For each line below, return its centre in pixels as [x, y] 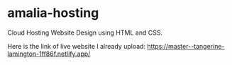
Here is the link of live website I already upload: [77, 46]
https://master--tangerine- [186, 46]
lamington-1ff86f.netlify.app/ [49, 54]
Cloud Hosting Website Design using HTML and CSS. [85, 32]
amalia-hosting [53, 13]
